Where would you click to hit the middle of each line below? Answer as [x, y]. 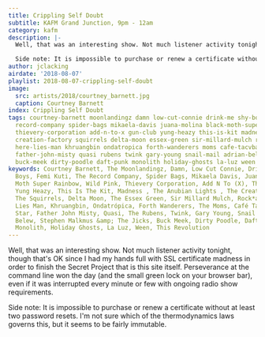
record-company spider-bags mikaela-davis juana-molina [109, 125]
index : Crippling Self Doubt [56, 110]
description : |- [35, 37]
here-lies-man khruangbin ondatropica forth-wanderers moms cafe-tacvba [137, 147]
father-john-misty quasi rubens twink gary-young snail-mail [118, 155]
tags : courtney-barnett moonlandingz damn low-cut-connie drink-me [121, 118]
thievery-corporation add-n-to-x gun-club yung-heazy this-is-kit [127, 133]
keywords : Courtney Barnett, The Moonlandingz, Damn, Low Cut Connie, [127, 169]
